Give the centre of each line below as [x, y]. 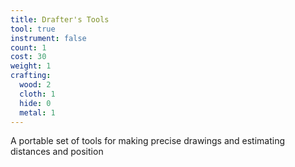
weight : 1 [31, 66]
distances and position [57, 152]
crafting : [31, 76]
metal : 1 [37, 112]
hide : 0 [35, 103]
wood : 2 [35, 85]
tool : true [33, 29]
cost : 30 [28, 57]
